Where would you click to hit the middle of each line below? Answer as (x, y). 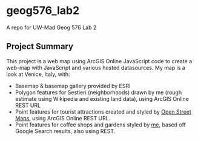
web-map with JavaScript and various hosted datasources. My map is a (96, 67)
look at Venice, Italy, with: (38, 74)
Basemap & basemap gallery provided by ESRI (73, 86)
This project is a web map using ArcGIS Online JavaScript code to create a (99, 61)
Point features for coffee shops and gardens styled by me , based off (101, 125)
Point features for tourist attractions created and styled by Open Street (103, 112)
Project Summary (40, 46)
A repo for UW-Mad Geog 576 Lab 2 (51, 27)
